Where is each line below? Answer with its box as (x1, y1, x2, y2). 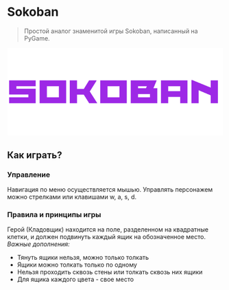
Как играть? (7, 149, 62, 161)
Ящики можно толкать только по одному (16, 260, 137, 269)
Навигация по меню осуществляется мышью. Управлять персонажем (7, 186, 213, 194)
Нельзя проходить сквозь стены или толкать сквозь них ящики (16, 268, 203, 276)
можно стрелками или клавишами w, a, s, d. (7, 193, 137, 201)
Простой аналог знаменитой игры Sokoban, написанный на (23, 27, 198, 35)
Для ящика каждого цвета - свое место (16, 276, 134, 284)
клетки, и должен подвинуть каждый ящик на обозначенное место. (7, 233, 206, 241)
